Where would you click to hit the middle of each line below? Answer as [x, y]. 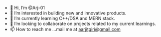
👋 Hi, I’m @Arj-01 [27, 8]
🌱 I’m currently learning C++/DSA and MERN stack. [63, 18]
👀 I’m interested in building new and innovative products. [68, 13]
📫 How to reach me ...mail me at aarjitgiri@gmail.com [65, 29]
